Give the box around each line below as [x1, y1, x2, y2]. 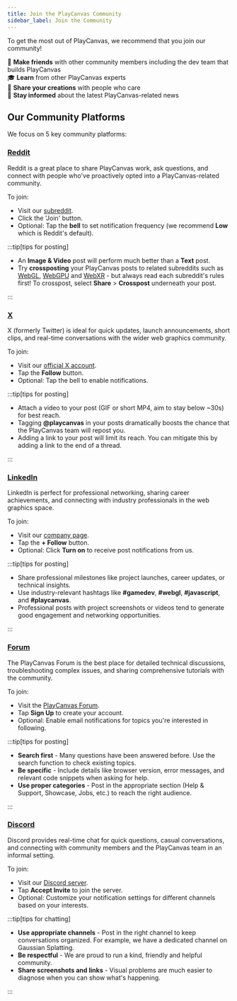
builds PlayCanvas [7, 65, 62, 74]
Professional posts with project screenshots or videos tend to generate [17, 603, 225, 612]
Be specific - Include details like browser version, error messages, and [17, 765, 225, 775]
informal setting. [7, 850, 55, 860]
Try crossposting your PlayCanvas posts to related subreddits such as [17, 263, 224, 272]
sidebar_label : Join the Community [7, 17, 112, 24]
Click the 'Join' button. [17, 214, 83, 222]
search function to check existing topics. [17, 758, 137, 767]
